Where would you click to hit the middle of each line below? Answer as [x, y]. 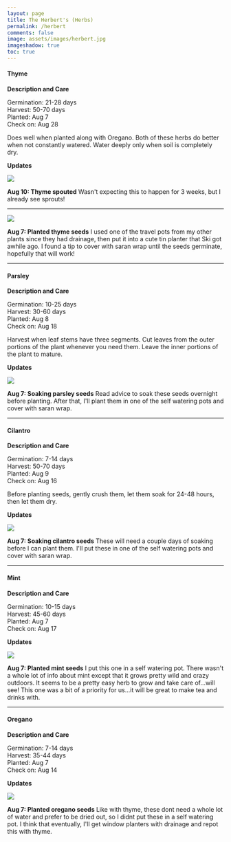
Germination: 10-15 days [41, 606]
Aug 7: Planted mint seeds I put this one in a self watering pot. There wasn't [115, 668]
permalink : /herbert [37, 26]
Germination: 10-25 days [42, 304]
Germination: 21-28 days [42, 102]
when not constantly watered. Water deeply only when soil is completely [110, 145]
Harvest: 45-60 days [37, 614]
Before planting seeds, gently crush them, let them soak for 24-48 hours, [111, 494]
